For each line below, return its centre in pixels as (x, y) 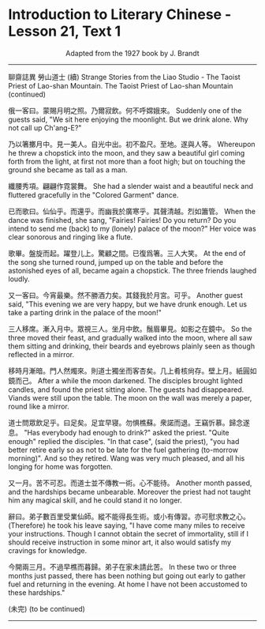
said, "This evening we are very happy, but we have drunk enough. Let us (127, 304)
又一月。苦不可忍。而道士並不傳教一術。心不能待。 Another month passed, (130, 483)
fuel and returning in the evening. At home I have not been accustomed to (128, 584)
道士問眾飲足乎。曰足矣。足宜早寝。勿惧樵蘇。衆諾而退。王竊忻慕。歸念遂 (129, 422)
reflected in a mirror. (41, 354)
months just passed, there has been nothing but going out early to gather (127, 575)
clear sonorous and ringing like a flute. (71, 237)
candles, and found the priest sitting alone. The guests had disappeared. (126, 390)
